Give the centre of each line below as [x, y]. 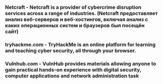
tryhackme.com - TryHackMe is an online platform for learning [81, 44]
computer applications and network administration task [72, 76]
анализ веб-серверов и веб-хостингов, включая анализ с [77, 19]
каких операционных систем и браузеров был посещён [75, 25]
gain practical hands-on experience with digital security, [73, 69]
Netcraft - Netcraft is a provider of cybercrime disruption [73, 7]
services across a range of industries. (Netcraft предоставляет [81, 13]
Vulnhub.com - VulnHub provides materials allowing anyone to [81, 64]
